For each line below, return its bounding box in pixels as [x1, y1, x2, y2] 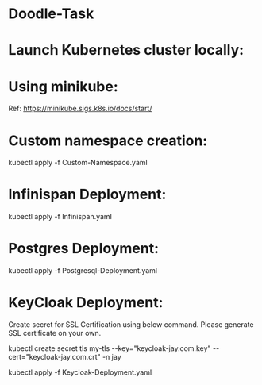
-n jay [102, 352, 121, 362]
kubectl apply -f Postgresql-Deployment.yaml [8, 266, 157, 275]
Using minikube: [8, 77, 119, 95]
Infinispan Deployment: [8, 186, 167, 203]
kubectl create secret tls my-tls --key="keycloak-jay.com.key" [8, 344, 212, 353]
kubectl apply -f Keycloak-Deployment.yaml [8, 368, 152, 377]
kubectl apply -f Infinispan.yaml [8, 212, 113, 221]
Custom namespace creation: [8, 132, 208, 149]
